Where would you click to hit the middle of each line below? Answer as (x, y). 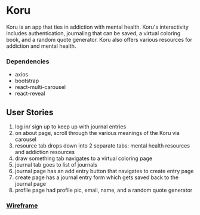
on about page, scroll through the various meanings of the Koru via (97, 133)
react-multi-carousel (40, 87)
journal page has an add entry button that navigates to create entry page (104, 171)
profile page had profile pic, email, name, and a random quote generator (104, 190)
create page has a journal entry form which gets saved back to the (97, 177)
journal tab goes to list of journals (56, 165)
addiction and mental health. (41, 46)
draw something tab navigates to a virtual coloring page (84, 158)
